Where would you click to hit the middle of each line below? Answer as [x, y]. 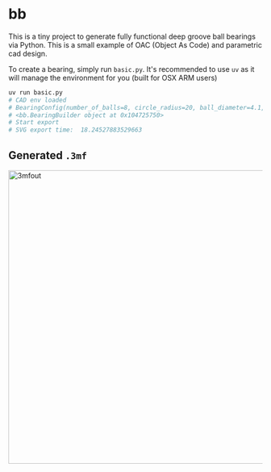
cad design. [28, 53]
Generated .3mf [48, 155]
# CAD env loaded [38, 100]
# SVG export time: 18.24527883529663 [75, 130]
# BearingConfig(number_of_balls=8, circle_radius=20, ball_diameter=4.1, [137, 107]
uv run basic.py [35, 92]
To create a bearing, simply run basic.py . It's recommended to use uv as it [131, 69]
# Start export [34, 123]
